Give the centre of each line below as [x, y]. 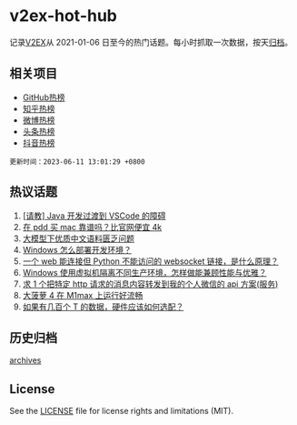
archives [25, 360]
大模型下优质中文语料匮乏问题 [78, 238]
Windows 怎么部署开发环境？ [77, 249]
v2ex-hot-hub [64, 16]
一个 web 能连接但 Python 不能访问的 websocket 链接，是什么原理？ [150, 261]
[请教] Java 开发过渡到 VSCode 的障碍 [94, 216]
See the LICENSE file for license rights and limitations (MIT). [122, 411]
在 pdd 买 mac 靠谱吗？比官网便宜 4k [92, 227]
